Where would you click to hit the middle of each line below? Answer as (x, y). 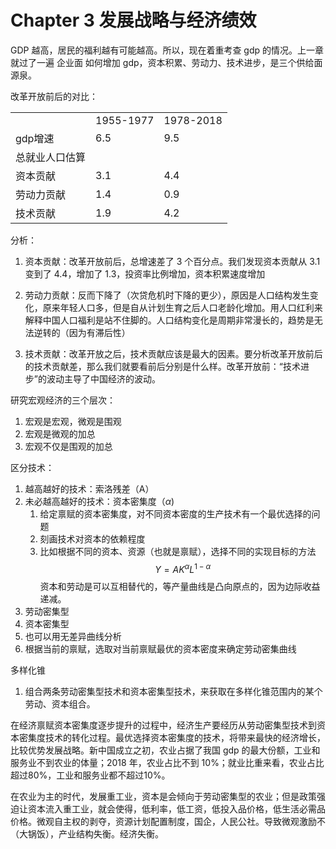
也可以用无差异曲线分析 (73, 636)
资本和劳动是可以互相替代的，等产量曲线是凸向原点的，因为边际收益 (180, 586)
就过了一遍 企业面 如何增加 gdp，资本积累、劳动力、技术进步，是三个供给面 (166, 62)
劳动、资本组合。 (60, 703)
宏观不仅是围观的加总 (68, 446)
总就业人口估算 (51, 157)
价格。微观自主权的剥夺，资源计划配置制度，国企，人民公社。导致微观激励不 (168, 821)
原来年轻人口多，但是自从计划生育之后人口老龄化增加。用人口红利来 (182, 307)
